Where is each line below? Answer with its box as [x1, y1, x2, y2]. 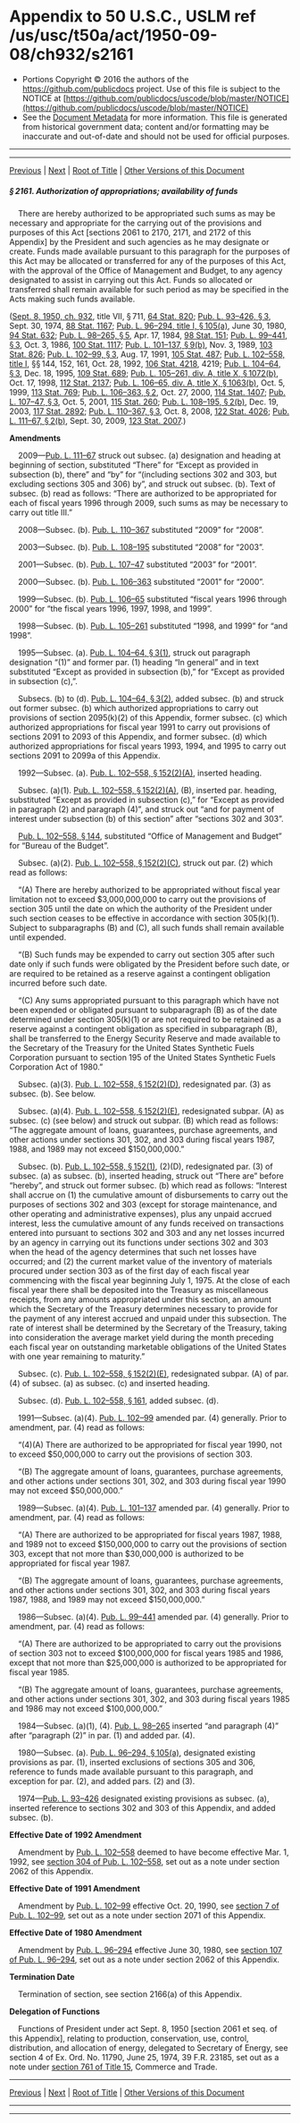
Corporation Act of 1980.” [9, 1061, 104, 1072]
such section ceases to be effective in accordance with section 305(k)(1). [9, 912, 279, 923]
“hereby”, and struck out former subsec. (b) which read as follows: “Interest [9, 1180, 287, 1190]
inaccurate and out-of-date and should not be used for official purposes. [21, 131, 290, 141]
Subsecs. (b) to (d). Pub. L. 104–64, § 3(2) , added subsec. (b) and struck [17, 693, 284, 704]
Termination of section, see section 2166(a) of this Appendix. [17, 1988, 243, 2000]
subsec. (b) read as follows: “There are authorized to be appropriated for [9, 487, 277, 498]
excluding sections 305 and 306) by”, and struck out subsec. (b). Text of [9, 478, 276, 489]
